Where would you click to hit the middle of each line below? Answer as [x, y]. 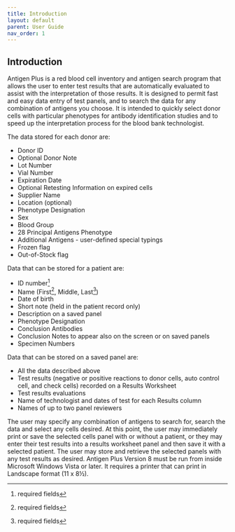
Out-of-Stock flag [43, 255]
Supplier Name [39, 195]
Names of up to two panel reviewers [70, 408]
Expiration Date [40, 180]
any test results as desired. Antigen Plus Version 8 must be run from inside [115, 459]
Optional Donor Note [47, 158]
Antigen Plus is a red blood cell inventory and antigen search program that [114, 79]
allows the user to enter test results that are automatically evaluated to [108, 86]
